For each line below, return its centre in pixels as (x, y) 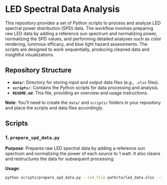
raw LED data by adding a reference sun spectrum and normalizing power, (81, 33)
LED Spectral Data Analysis (63, 9)
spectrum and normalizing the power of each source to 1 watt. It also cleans (83, 154)
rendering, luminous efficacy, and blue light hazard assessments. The (76, 44)
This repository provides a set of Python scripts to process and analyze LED (83, 23)
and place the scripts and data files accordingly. (54, 107)
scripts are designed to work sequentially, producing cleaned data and (77, 49)
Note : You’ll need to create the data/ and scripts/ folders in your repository (83, 102)
